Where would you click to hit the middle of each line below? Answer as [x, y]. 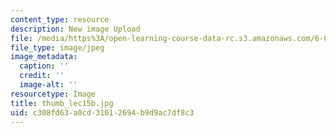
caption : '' [44, 66]
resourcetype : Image [53, 94]
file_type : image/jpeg [57, 47]
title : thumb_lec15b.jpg [62, 103]
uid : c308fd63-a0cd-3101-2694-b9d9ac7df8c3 [102, 112]
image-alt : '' [48, 85]
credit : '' [42, 76]
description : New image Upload [75, 29]
